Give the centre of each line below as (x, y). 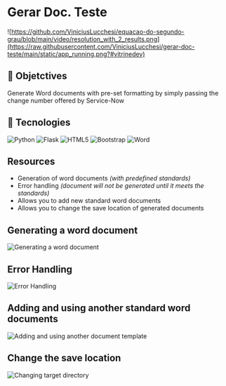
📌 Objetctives (38, 76)
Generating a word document (73, 230)
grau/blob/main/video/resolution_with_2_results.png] (84, 39)
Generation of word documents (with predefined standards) (104, 178)
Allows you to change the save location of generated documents (111, 208)
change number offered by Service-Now (66, 100)
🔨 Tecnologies (39, 122)
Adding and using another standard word (99, 308)
